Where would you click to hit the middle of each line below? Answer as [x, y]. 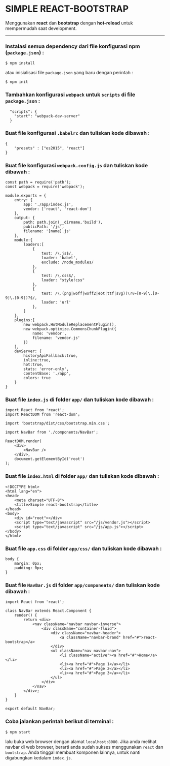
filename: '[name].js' [47, 231]
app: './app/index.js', [48, 205]
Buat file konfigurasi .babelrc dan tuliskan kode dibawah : [78, 133]
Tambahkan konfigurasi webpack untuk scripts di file [70, 95]
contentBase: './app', [47, 374]
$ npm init [17, 82]
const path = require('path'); [38, 182]
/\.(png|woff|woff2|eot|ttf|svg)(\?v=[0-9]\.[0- [107, 294]
